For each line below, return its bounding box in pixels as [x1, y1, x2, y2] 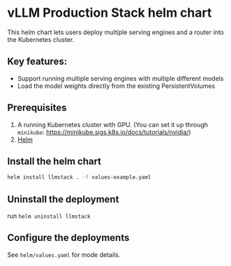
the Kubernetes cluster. [7, 35, 75, 43]
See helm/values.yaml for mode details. [7, 250, 121, 259]
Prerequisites [7, 102, 67, 114]
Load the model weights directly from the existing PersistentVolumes [17, 82, 216, 90]
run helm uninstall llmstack [7, 212, 91, 221]
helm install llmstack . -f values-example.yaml [7, 174, 151, 181]
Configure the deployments [7, 232, 130, 244]
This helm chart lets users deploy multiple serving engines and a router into [7, 28, 225, 36]
